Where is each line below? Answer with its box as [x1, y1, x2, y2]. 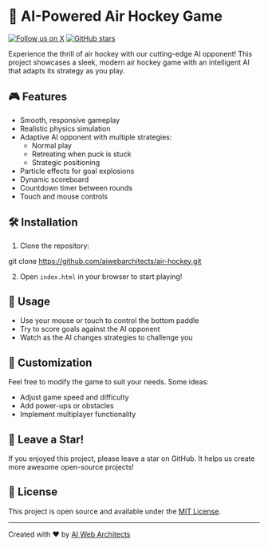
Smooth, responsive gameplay [19, 115, 120, 124]
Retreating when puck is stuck [31, 149, 132, 159]
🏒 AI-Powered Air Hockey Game [8, 7, 223, 26]
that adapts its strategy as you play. [8, 65, 125, 75]
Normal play [31, 140, 72, 150]
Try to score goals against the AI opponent [19, 325, 161, 334]
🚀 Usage [8, 294, 50, 308]
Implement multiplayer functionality [19, 410, 136, 419]
